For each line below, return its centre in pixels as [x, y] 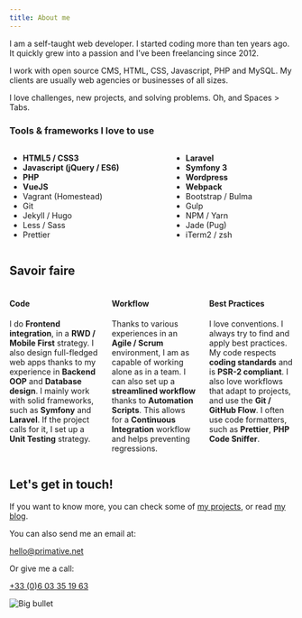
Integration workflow [151, 429]
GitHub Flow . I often [247, 410]
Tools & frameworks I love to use [82, 130]
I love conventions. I [246, 323]
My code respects [243, 352]
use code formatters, [248, 420]
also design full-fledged [54, 352]
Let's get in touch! [61, 485]
